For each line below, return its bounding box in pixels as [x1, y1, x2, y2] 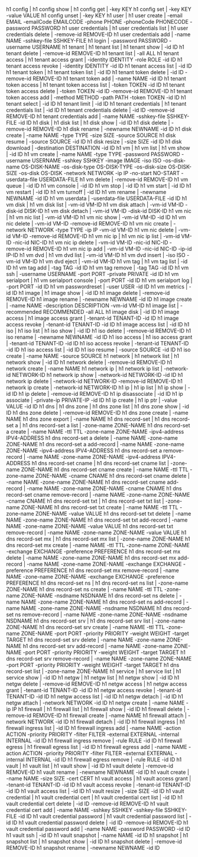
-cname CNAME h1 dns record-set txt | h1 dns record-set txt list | [6, 497, 164, 504]
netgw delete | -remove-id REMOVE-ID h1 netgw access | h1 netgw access [6, 680, 187, 687]
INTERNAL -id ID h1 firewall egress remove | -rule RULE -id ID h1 [25, 756, 182, 763]
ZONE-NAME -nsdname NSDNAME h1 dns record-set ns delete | [21, 592, 178, 599]
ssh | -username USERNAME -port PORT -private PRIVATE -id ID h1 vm [6, 271, 179, 277]
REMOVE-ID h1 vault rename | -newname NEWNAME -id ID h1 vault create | [6, 769, 189, 776]
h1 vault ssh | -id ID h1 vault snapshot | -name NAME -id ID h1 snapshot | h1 [6, 831, 189, 839]
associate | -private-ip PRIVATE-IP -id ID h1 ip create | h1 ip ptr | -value [6, 396, 178, 404]
